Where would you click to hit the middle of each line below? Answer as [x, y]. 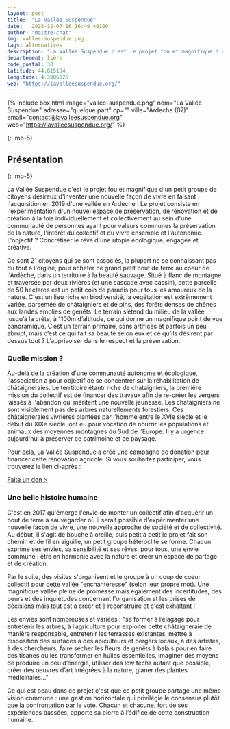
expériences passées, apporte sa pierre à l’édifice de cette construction [108, 712]
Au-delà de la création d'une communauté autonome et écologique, [102, 373]
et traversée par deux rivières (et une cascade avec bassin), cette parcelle [112, 283]
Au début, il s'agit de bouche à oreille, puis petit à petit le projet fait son [107, 534]
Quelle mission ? [35, 358]
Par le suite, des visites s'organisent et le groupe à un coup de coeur [104, 576]
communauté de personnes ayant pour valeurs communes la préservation [111, 226]
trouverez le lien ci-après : [44, 467]
